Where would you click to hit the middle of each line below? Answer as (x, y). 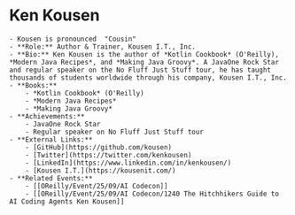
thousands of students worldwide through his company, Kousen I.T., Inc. (148, 77)
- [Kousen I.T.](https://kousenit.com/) (101, 170)
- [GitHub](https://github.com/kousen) (99, 147)
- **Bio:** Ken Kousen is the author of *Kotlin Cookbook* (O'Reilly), (144, 54)
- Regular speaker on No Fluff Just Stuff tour (114, 132)
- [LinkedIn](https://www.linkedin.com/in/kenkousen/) (128, 163)
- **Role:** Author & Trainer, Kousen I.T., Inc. (103, 46)
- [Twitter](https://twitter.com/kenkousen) (109, 155)
